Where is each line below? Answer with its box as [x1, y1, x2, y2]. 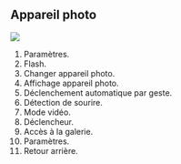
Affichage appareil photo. [23, 77, 119, 88]
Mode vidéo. [23, 107, 71, 118]
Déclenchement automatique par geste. [23, 87, 173, 98]
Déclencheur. [23, 116, 75, 127]
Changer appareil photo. [23, 67, 116, 78]
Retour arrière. [23, 145, 78, 156]
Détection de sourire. [23, 97, 104, 108]
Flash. [23, 58, 47, 69]
